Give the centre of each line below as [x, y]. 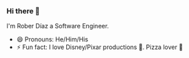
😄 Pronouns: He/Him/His [52, 39]
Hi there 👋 [23, 11]
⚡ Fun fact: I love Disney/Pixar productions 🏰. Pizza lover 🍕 [100, 47]
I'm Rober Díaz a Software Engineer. [58, 26]
